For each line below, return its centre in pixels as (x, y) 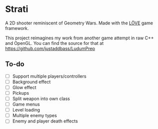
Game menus (26, 104)
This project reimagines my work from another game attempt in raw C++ (79, 38)
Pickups (21, 93)
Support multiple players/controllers (49, 76)
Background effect (31, 82)
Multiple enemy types (35, 116)
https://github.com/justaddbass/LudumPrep (50, 48)
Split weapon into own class (41, 99)
